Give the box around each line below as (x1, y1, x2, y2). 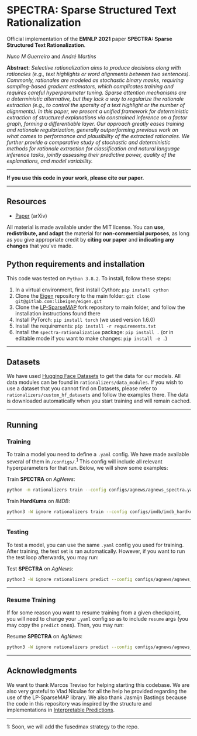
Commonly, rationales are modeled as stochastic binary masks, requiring (6, 77, 184, 84)
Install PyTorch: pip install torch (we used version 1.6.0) (15, 316, 155, 323)
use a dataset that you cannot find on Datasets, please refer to (6, 385, 157, 392)
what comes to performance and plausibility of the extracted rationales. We (6, 132, 190, 139)
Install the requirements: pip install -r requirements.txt (15, 322, 157, 329)
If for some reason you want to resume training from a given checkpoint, (6, 609, 181, 616)
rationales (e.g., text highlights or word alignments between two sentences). (6, 70, 191, 77)
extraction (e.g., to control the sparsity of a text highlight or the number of (6, 101, 185, 108)
